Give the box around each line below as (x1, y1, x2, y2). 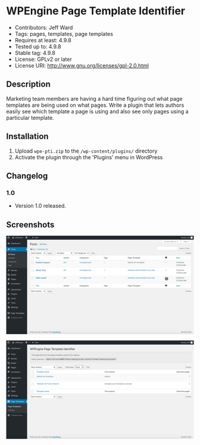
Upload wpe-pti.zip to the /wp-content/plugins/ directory (14, 147, 158, 154)
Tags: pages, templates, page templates (14, 30, 113, 37)
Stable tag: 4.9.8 (14, 49, 55, 56)
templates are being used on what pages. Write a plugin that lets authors (6, 101, 185, 109)
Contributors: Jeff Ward (14, 24, 73, 31)
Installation (6, 131, 49, 141)
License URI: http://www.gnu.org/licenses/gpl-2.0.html (14, 61, 149, 69)
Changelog (6, 171, 48, 181)
